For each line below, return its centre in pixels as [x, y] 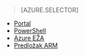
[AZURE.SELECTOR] [49, 10]
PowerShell [30, 31]
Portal [22, 23]
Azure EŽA [29, 38]
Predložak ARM [36, 45]
